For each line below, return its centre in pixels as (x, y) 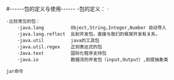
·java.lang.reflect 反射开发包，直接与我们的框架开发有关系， (88, 34)
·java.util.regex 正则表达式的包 (60, 47)
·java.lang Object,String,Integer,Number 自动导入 (92, 28)
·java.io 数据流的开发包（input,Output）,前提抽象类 (93, 60)
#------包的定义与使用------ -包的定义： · (58, 9)
